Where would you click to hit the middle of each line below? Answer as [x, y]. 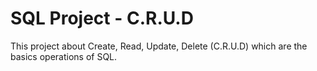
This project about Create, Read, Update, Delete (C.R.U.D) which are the [159, 46]
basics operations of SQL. [64, 56]
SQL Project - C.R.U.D [102, 18]
